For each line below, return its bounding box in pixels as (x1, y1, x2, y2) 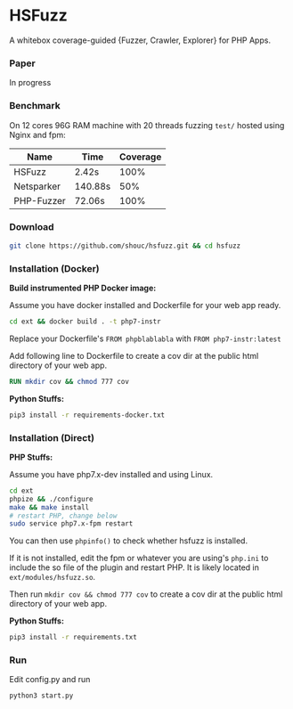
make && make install (9, 502, 90, 512)
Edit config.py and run (9, 674, 91, 685)
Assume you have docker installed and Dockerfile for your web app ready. (9, 300, 281, 310)
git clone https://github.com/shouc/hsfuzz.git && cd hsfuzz (9, 241, 241, 250)
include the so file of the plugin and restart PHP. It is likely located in (9, 562, 260, 573)
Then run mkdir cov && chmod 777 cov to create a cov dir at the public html (9, 589, 283, 599)
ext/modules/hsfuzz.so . (9, 572, 96, 583)
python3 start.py (9, 691, 74, 700)
